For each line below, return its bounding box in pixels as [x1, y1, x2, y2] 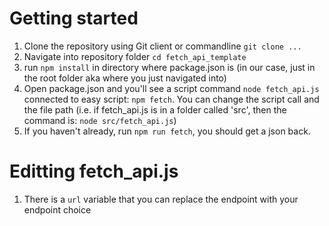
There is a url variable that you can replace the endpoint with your [23, 193, 299, 205]
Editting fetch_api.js [9, 160, 179, 183]
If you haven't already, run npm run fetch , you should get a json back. [23, 125, 311, 137]
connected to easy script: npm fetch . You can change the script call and [23, 93, 320, 105]
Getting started [9, 7, 139, 30]
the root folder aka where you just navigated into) [23, 72, 227, 84]
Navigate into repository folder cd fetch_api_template [23, 50, 247, 62]
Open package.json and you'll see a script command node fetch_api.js [23, 82, 320, 94]
